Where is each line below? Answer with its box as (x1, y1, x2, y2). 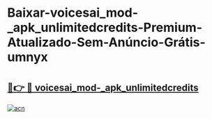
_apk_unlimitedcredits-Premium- (7, 19, 203, 35)
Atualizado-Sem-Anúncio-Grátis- (7, 35, 206, 50)
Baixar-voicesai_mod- (7, 5, 138, 21)
